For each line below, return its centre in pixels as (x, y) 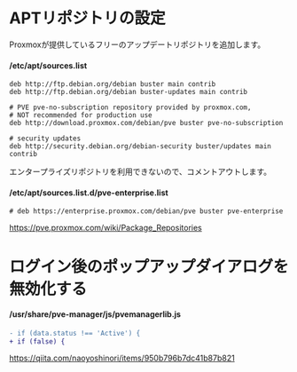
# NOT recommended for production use (81, 115)
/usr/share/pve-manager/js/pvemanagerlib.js (95, 314)
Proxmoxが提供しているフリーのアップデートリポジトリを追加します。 (137, 44)
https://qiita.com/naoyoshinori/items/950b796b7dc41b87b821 (122, 358)
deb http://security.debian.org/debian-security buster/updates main (141, 146)
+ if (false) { (37, 341)
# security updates (45, 139)
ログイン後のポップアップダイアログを (149, 266)
